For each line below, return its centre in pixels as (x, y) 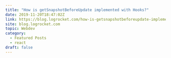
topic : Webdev (20, 29)
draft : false (19, 47)
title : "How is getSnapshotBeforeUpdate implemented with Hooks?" (77, 10)
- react (18, 43)
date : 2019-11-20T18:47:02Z (35, 15)
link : (11, 19)
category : (16, 33)
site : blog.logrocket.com (33, 24)
